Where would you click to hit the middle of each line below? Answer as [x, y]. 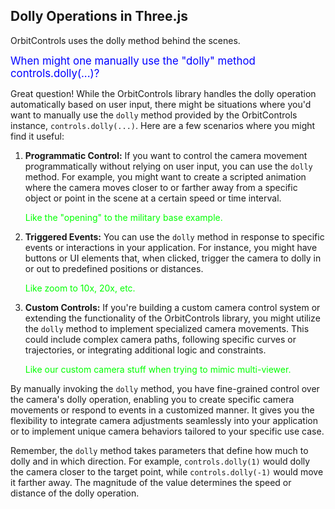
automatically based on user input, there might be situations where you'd [161, 104]
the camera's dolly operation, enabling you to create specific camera [152, 399]
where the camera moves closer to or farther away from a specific [161, 187]
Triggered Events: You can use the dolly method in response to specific [174, 236]
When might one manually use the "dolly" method [133, 61]
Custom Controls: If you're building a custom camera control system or [172, 307]
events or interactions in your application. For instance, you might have [171, 247]
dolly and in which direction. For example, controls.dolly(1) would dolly [160, 461]
